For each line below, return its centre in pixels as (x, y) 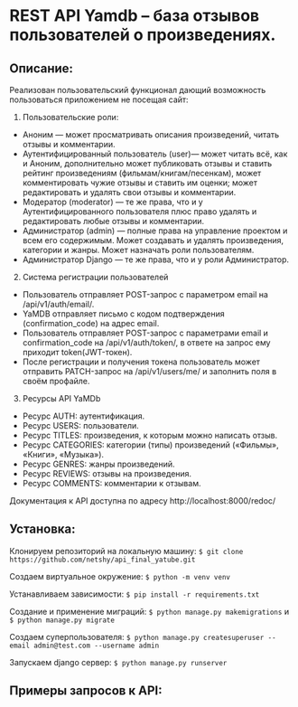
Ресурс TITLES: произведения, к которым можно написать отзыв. (150, 435)
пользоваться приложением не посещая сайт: (99, 99)
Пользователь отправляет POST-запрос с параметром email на (145, 294)
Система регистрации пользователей (95, 277)
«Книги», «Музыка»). (63, 454)
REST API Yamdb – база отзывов (135, 16)
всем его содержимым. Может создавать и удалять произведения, (153, 240)
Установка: (42, 529)
